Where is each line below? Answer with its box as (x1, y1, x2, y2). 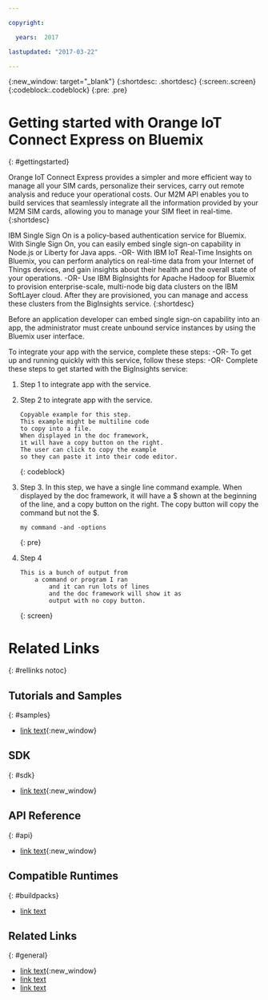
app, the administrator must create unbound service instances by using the (8, 323, 256, 333)
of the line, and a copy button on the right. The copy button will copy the (19, 499, 259, 510)
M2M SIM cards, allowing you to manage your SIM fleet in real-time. (8, 206, 233, 217)
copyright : (8, 18, 45, 26)
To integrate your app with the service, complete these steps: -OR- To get (8, 347, 252, 357)
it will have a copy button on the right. (19, 439, 164, 447)
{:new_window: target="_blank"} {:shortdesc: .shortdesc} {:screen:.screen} (8, 77, 257, 87)
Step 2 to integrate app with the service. (19, 395, 153, 405)
